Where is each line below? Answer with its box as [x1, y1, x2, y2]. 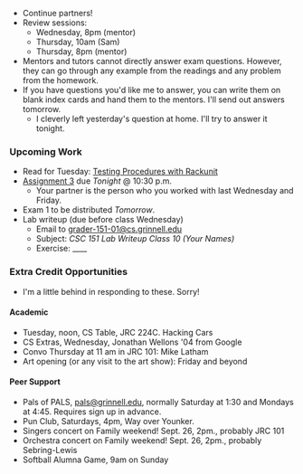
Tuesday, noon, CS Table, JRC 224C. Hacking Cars [22, 327, 213, 337]
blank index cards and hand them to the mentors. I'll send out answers [22, 94, 285, 105]
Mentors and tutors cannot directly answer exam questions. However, [22, 56, 282, 66]
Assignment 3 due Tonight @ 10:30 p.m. [22, 175, 173, 186]
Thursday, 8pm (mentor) [35, 46, 128, 57]
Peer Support [9, 376, 61, 387]
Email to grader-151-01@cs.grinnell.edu [35, 223, 183, 234]
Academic [9, 307, 49, 318]
